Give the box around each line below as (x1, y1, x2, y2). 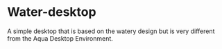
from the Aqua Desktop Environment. (7, 34, 113, 42)
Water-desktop (7, 4, 96, 20)
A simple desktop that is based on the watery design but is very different (7, 27, 215, 35)
